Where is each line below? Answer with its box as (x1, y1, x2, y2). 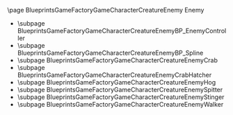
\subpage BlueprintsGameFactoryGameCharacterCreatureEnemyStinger (17, 93, 225, 101)
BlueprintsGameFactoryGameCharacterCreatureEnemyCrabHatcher (17, 71, 212, 79)
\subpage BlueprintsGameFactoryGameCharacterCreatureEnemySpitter (17, 86, 223, 94)
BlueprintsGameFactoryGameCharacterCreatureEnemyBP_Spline (17, 48, 204, 57)
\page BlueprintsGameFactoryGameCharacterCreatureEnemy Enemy (7, 6, 204, 14)
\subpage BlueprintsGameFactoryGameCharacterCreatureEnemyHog (17, 78, 216, 86)
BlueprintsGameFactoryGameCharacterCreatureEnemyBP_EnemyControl (17, 27, 227, 35)
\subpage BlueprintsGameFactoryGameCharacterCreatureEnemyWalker (17, 100, 224, 108)
